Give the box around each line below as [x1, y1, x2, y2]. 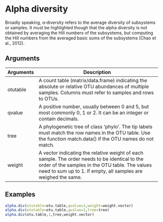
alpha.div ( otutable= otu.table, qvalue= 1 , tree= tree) [5, 208, 110, 213]
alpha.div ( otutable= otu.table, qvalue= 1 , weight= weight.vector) [5, 203, 133, 208]
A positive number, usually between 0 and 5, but [38, 103, 149, 110]
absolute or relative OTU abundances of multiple [38, 83, 149, 90]
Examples [5, 190, 35, 199]
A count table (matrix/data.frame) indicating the [38, 77, 147, 84]
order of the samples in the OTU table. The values [38, 162, 152, 168]
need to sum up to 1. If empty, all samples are [38, 167, 143, 174]
